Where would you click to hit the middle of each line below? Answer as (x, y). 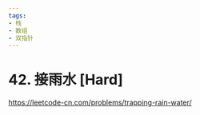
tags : (17, 16)
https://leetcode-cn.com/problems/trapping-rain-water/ (100, 103)
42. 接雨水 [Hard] (66, 80)
